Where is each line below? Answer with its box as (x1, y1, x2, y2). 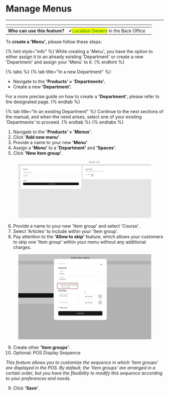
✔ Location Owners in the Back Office (68, 28, 145, 34)
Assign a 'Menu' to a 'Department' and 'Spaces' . (13, 145, 117, 151)
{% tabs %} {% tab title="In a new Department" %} (6, 69, 111, 75)
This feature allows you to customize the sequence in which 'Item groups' (6, 359, 158, 365)
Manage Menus (6, 3, 72, 15)
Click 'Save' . (13, 385, 40, 391)
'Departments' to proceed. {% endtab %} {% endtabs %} (6, 119, 124, 125)
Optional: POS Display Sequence (13, 350, 81, 356)
